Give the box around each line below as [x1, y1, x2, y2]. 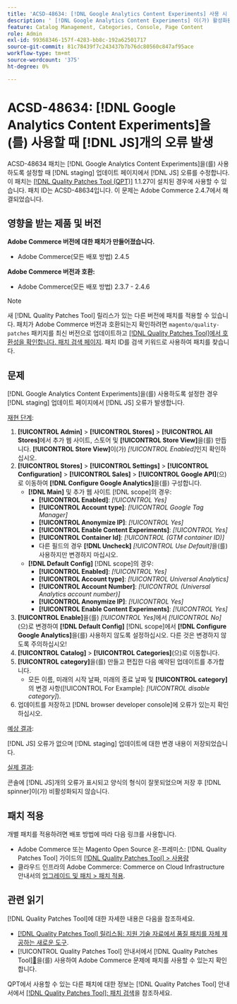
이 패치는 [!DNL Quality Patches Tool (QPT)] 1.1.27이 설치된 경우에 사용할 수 [7, 177, 220, 185]
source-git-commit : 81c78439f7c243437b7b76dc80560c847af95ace [7, 43, 194, 50]
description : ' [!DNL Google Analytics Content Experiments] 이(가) [7, 17, 210, 24]
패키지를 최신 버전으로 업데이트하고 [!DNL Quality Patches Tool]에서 [31, 329, 221, 337]
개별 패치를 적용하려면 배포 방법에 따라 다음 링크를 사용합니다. [7, 830, 177, 838]
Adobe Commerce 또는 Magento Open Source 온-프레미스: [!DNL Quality [17, 845, 227, 853]
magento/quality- [169, 321, 220, 329]
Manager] [38, 511, 68, 519]
